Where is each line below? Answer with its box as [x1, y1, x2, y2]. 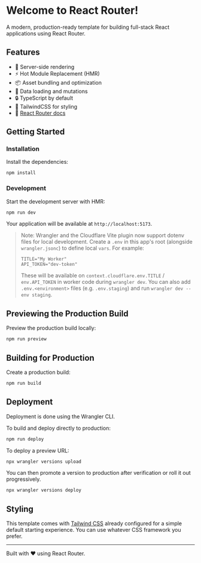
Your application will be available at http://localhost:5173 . [6, 220, 153, 227]
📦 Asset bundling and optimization [14, 79, 102, 86]
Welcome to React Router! [6, 4, 139, 17]
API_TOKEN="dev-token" [20, 262, 78, 268]
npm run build [6, 380, 42, 386]
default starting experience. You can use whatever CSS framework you [6, 526, 181, 534]
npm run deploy [6, 436, 44, 442]
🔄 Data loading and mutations [14, 88, 88, 95]
